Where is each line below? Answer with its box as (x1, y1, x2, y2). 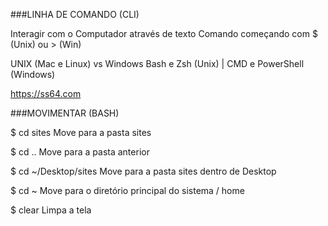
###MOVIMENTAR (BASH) (10, 107, 120, 119)
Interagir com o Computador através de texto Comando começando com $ (10, 28, 318, 39)
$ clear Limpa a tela (10, 204, 92, 216)
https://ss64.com (10, 88, 82, 99)
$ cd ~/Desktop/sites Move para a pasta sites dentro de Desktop (10, 165, 277, 177)
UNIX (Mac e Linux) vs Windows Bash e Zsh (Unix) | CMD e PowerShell (10, 58, 305, 69)
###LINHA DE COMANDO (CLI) (10, 9, 140, 20)
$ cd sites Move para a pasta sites (10, 127, 152, 138)
